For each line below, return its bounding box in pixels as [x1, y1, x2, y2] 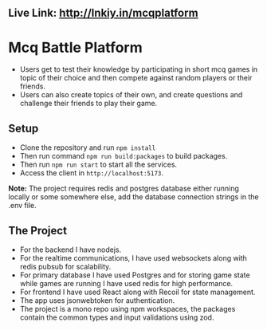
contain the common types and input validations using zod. [19, 312, 214, 322]
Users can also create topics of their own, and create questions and [19, 90, 243, 100]
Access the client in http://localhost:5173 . [19, 168, 164, 178]
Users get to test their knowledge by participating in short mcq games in [19, 65, 258, 74]
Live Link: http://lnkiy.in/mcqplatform [8, 6, 198, 20]
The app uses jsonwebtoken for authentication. [19, 295, 175, 305]
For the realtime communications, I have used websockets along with [19, 253, 247, 262]
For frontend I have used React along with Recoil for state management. [19, 287, 256, 297]
